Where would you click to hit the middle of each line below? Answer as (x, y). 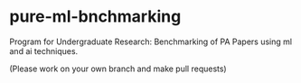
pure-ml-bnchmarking (95, 17)
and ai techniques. (44, 51)
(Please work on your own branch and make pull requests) (118, 69)
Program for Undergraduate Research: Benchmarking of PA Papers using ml (150, 41)
